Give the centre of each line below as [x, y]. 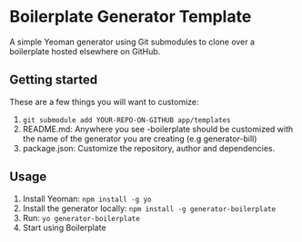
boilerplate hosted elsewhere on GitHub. [85, 51]
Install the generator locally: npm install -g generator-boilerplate [149, 208]
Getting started [54, 80]
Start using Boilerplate [64, 227]
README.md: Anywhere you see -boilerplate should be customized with [158, 129]
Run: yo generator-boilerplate [81, 218]
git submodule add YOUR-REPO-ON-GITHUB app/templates [126, 120]
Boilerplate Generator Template [131, 17]
